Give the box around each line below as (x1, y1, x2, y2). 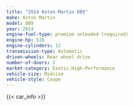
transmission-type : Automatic (6, 48, 83, 55)
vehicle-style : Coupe (6, 76, 61, 82)
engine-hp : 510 (6, 37, 45, 43)
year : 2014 (6, 25, 34, 32)
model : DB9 (6, 20, 34, 26)
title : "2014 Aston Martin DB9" (6, 8, 88, 15)
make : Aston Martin (6, 15, 56, 21)
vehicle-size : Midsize (6, 71, 64, 77)
